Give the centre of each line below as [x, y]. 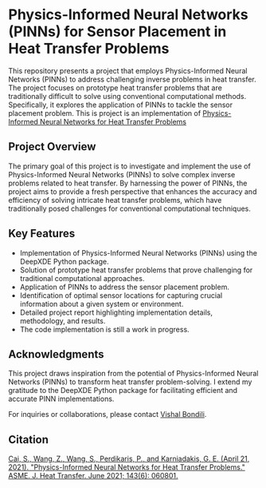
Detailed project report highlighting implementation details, [116, 312]
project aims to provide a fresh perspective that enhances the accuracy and [133, 191]
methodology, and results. [63, 320]
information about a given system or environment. [102, 304]
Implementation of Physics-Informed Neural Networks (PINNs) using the [138, 252]
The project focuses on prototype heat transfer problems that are [115, 87]
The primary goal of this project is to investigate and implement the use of [129, 166]
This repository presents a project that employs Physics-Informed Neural [128, 70]
